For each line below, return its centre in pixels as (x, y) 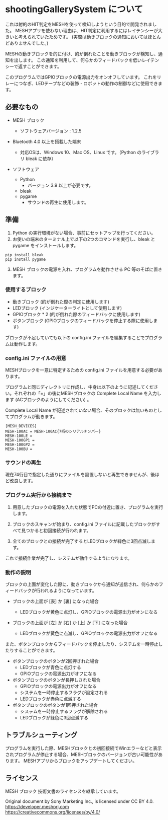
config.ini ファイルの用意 (36, 358)
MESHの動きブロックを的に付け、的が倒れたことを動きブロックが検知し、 (82, 54)
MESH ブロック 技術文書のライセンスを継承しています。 (63, 791)
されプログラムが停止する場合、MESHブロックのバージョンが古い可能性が (82, 754)
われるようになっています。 (68, 590)
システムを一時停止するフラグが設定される (64, 693)
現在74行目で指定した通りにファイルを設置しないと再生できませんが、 (78, 475)
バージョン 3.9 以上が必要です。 (60, 185)
